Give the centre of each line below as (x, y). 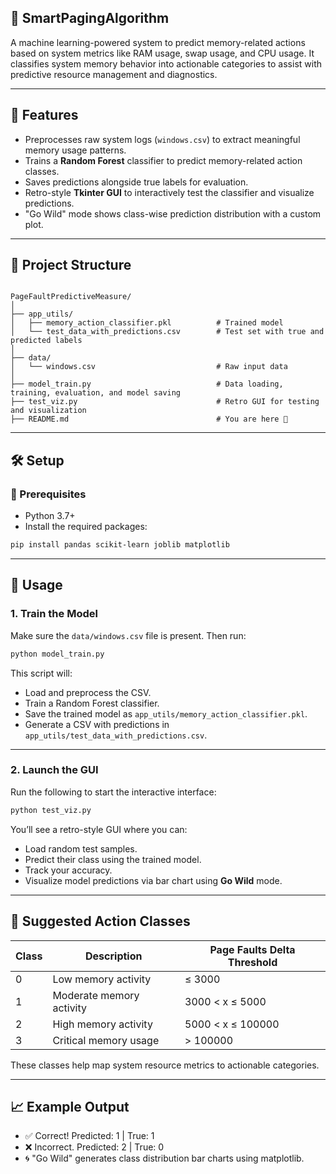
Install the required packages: (86, 527)
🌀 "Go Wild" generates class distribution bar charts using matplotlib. (164, 1158)
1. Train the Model (54, 614)
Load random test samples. (81, 848)
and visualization (48, 411)
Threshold (252, 962)
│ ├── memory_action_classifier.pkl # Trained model (147, 323)
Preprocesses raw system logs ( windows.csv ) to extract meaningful (162, 139)
